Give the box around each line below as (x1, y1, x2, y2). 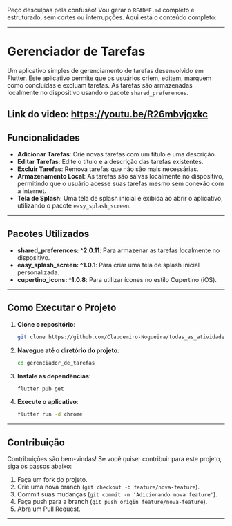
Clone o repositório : (17, 320, 76, 328)
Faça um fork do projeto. (17, 476, 88, 484)
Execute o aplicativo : (17, 398, 79, 406)
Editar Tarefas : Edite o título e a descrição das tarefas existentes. (17, 158, 204, 166)
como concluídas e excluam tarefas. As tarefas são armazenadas (7, 81, 193, 89)
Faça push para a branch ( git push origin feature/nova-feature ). (17, 498, 208, 506)
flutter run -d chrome (17, 411, 83, 418)
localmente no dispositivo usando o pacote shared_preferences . (7, 88, 188, 97)
